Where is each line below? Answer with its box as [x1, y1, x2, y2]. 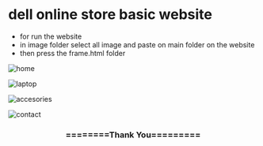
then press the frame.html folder [19, 48, 126, 58]
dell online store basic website [8, 6, 212, 24]
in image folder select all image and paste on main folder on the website [19, 39, 255, 49]
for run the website [19, 32, 82, 41]
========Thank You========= [65, 129, 201, 140]
